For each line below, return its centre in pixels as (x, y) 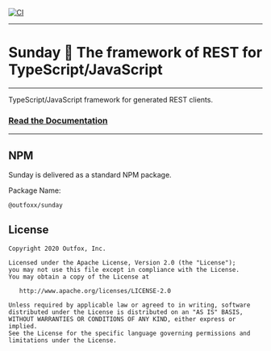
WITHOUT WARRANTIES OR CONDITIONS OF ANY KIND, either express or (122, 319)
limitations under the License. (63, 340)
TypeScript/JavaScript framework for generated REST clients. (111, 99)
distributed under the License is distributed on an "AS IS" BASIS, (126, 312)
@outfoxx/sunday (35, 206)
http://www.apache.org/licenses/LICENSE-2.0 (95, 290)
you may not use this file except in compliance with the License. (124, 270)
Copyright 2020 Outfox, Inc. (57, 249)
